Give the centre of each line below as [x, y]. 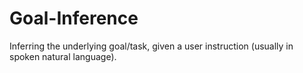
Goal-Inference [74, 18]
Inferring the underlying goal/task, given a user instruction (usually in [151, 46]
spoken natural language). [63, 56]
